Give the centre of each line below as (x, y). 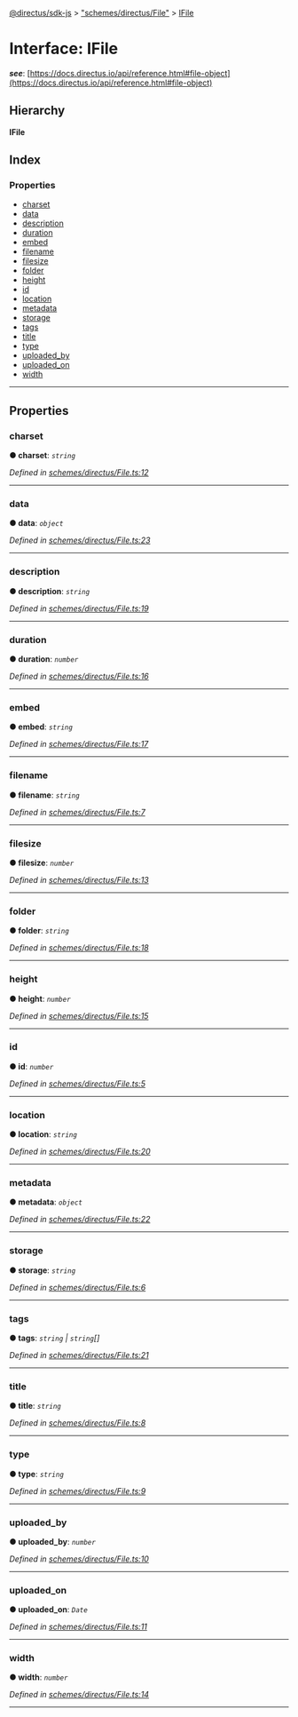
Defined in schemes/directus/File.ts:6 (78, 1287)
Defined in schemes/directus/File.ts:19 (79, 608)
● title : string (35, 1406)
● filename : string (44, 795)
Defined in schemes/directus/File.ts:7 (78, 812)
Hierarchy (37, 111)
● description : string (50, 591)
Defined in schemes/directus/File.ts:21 (79, 1355)
